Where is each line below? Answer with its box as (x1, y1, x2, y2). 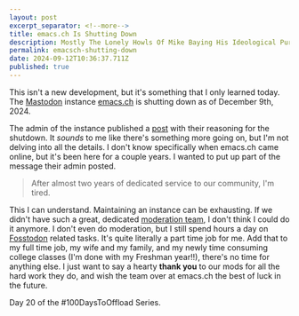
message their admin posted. (9, 161, 117, 171)
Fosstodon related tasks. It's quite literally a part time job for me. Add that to (9, 233, 288, 243)
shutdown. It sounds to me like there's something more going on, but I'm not (9, 132, 289, 143)
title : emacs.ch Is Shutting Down (9, 29, 138, 38)
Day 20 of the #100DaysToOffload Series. (9, 296, 162, 307)
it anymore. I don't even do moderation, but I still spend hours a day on (9, 223, 269, 233)
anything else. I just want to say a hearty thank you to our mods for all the (9, 261, 280, 272)
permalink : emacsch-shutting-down (9, 46, 138, 55)
